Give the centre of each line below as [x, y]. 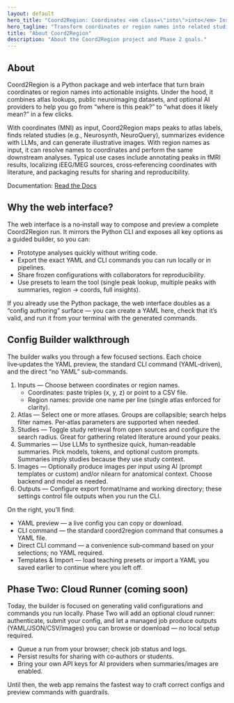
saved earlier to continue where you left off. [80, 567]
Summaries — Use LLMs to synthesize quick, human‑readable [107, 444]
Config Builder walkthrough [69, 340]
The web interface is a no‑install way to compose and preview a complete [113, 224]
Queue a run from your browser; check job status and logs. [102, 649]
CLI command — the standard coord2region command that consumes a [120, 530]
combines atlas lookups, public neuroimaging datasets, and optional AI [109, 99]
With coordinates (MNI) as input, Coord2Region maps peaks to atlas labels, [115, 128]
